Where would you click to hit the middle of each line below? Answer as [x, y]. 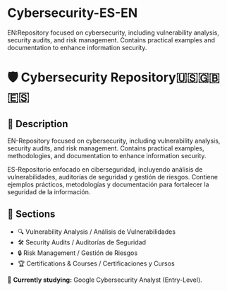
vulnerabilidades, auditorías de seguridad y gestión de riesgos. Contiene [113, 177]
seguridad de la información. [49, 191]
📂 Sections [31, 214]
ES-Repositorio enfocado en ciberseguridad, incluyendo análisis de [105, 169]
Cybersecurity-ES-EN [73, 13]
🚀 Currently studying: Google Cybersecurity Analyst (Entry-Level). [105, 280]
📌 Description [38, 124]
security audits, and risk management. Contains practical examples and [111, 40]
